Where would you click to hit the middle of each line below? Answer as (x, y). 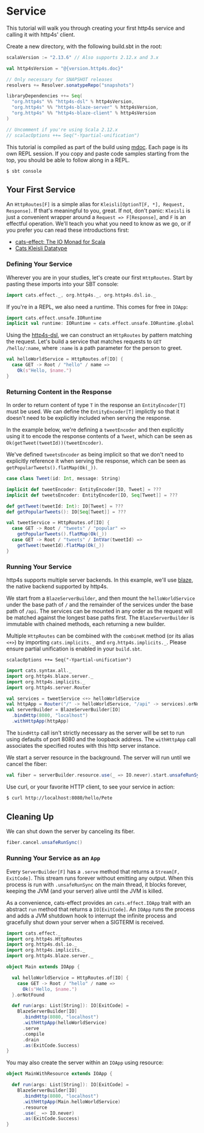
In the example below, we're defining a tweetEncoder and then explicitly (95, 430)
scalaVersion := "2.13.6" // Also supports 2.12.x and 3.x (83, 57)
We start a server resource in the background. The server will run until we (98, 757)
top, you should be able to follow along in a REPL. (68, 160)
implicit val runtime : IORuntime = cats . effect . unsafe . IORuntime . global (100, 324)
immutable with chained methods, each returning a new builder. (86, 624)
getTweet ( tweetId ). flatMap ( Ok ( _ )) (61, 545)
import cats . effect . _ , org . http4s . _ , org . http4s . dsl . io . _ (81, 295)
